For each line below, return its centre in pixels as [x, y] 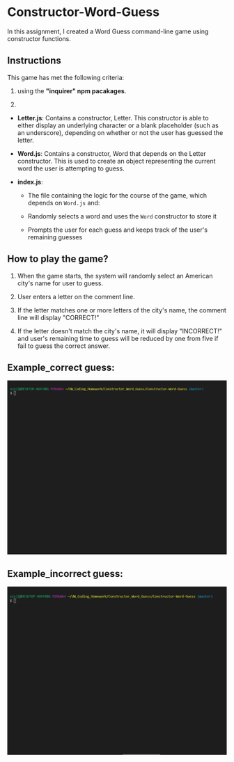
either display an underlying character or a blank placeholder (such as [118, 125]
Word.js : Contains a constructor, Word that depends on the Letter [112, 153]
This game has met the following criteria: [66, 77]
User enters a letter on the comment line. [76, 296]
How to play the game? [58, 259]
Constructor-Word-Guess [84, 12]
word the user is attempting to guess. [71, 168]
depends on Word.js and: [64, 203]
